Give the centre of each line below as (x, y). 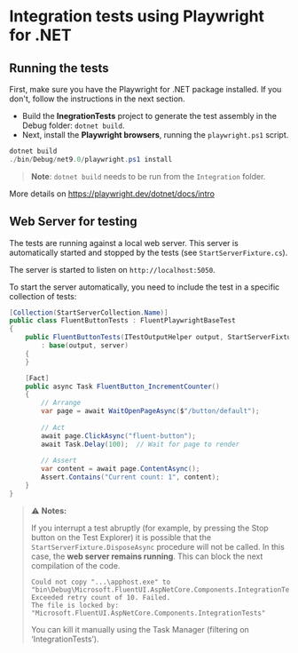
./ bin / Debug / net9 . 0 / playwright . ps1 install (91, 159)
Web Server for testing (73, 222)
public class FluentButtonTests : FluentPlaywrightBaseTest (123, 321)
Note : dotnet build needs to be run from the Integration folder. (148, 176)
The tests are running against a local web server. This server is (124, 243)
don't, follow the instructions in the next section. (97, 99)
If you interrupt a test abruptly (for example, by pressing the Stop (149, 528)
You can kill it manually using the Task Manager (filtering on (140, 629)
